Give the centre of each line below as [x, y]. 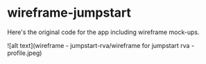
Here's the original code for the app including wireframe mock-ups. [103, 32]
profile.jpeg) [25, 53]
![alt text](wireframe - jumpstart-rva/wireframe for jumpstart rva [98, 45]
